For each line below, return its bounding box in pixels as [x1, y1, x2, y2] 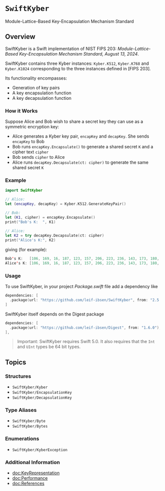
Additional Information [5, 459, 60, 465]
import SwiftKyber [5, 188, 43, 193]
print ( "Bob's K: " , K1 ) [5, 219, 56, 225]
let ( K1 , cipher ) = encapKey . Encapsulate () [5, 215, 96, 220]
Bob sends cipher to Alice [12, 154, 65, 160]
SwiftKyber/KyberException [12, 447, 68, 452]
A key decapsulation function [12, 95, 72, 101]
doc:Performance [12, 475, 48, 481]
